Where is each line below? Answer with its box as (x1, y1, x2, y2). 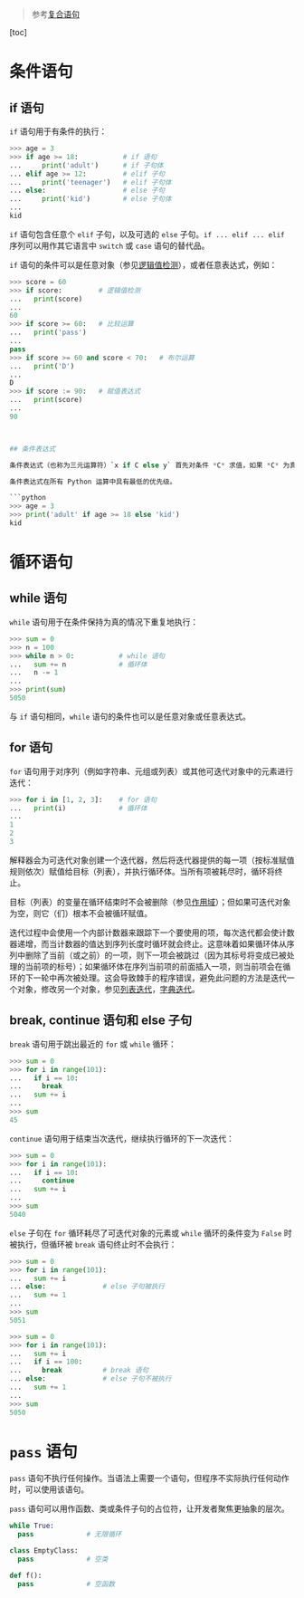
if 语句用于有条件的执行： (9, 126, 108, 137)
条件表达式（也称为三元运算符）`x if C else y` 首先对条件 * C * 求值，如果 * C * (9, 461, 280, 470)
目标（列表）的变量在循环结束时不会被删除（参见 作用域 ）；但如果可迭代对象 (9, 896, 291, 907)
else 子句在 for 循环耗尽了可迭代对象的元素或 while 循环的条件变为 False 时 (9, 1227, 292, 1239)
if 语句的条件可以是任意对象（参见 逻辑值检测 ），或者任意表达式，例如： (9, 259, 278, 270)
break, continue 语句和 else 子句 (9, 1013, 193, 1029)
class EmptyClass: (9, 1546, 79, 1555)
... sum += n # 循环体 (9, 660, 147, 669)
